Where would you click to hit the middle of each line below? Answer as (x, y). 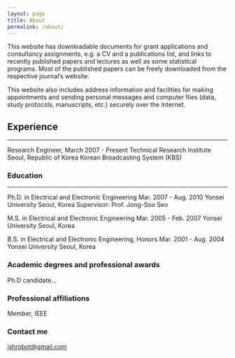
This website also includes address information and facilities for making (111, 90)
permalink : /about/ (36, 27)
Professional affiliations (49, 298)
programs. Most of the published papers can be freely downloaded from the (117, 69)
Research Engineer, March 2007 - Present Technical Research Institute (109, 150)
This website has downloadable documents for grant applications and (108, 47)
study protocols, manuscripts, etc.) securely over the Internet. (97, 105)
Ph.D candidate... (32, 280)
